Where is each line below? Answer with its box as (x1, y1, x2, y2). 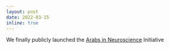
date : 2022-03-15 (6, 14, 50, 20)
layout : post (6, 8, 39, 15)
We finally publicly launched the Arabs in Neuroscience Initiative (6, 36, 164, 44)
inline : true (6, 20, 39, 26)
